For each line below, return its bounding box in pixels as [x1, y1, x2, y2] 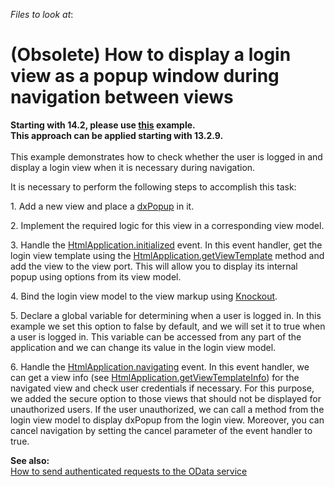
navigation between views [10, 86, 234, 109]
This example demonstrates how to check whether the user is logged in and [10, 150, 323, 163]
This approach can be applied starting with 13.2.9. [10, 129, 224, 141]
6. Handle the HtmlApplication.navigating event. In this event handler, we [10, 360, 310, 373]
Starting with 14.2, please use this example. [10, 119, 196, 131]
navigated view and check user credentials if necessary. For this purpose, [10, 382, 315, 394]
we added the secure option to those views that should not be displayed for [10, 392, 322, 404]
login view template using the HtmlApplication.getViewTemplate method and [10, 249, 325, 261]
